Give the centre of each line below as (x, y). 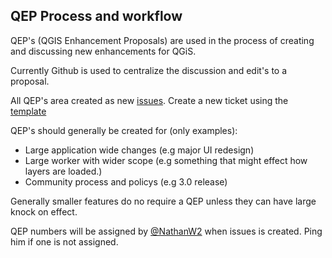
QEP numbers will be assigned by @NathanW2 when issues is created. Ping (166, 231)
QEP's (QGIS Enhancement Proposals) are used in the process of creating (162, 40)
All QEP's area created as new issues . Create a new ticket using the (149, 100)
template (28, 111)
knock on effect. (44, 211)
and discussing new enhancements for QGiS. (103, 51)
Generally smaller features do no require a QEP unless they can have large (163, 201)
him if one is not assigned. (64, 241)
